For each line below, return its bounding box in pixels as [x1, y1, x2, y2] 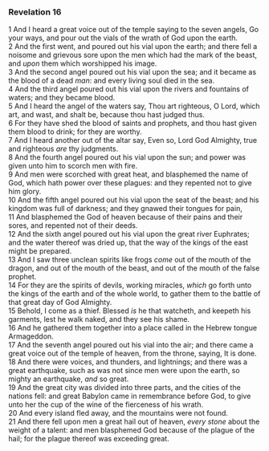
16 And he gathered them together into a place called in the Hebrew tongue [8, 323, 258, 333]
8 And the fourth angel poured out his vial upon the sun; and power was [8, 152, 247, 162]
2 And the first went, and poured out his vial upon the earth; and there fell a [8, 42, 258, 51]
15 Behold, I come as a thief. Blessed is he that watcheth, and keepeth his [8, 306, 251, 315]
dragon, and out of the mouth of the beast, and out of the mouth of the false [8, 263, 260, 273]
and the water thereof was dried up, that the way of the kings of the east [8, 238, 249, 247]
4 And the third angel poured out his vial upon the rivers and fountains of [8, 84, 249, 94]
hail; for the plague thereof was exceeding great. [8, 434, 170, 444]
